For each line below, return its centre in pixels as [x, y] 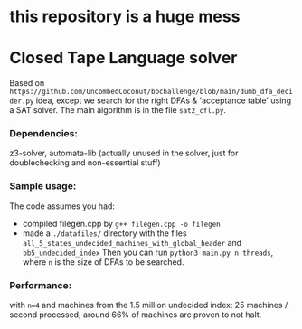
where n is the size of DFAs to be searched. [103, 262]
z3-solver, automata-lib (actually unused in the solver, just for [124, 153]
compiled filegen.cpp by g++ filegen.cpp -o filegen [121, 223]
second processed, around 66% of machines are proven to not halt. [136, 315]
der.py [22, 101]
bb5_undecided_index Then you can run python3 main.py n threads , [148, 252]
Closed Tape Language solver [123, 58]
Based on [27, 83]
